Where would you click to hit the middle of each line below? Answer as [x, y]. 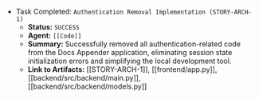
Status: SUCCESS [53, 27]
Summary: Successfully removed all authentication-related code [134, 44]
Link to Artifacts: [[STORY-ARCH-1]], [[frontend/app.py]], [122, 69]
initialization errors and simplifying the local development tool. [129, 61]
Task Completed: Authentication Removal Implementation [110, 12]
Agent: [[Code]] [55, 36]
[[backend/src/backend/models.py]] [87, 86]
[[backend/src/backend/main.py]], [84, 78]
